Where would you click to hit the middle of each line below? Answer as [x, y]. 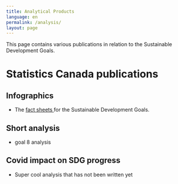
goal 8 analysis [33, 142]
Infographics [30, 96]
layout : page [22, 28]
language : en [22, 17]
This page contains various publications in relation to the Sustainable [89, 44]
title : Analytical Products [40, 11]
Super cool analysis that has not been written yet [73, 174]
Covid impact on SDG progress [64, 160]
